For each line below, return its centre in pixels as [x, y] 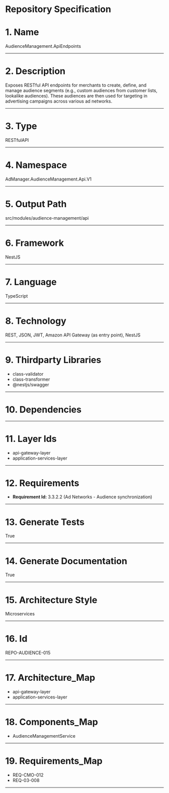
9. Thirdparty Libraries [53, 360]
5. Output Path [36, 204]
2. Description [35, 71]
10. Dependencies [44, 410]
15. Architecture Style [51, 600]
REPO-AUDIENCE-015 [28, 653]
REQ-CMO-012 [28, 775]
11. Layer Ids [31, 439]
